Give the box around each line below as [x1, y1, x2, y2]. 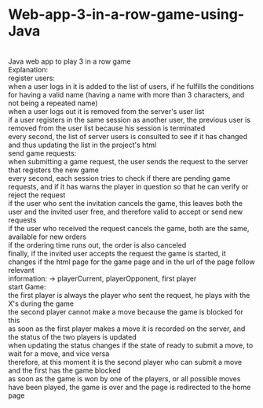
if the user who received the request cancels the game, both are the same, [8, 223, 250, 233]
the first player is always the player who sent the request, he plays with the [8, 290, 250, 300]
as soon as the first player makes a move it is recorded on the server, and [8, 324, 246, 333]
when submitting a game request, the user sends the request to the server [8, 156, 249, 166]
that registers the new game [8, 165, 100, 175]
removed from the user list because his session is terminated [8, 123, 206, 133]
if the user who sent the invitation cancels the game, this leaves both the [8, 198, 243, 208]
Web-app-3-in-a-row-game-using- [8, 6, 245, 24]
